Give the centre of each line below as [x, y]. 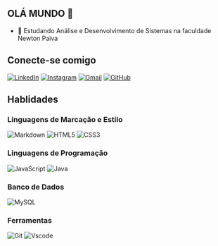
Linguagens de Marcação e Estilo [65, 119]
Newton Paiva [38, 38]
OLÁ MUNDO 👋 [40, 14]
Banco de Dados [36, 187]
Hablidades [33, 100]
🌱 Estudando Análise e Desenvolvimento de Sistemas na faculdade [114, 30]
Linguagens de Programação [58, 153]
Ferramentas [30, 220]
